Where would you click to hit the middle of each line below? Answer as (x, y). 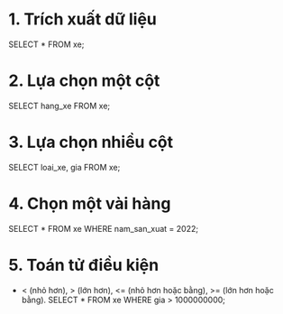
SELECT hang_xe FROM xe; (59, 106)
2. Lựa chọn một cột (84, 81)
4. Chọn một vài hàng (90, 204)
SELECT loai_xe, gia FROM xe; (64, 167)
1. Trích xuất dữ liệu (82, 19)
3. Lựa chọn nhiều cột (91, 142)
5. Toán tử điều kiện (84, 265)
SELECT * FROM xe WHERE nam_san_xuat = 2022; (104, 228)
